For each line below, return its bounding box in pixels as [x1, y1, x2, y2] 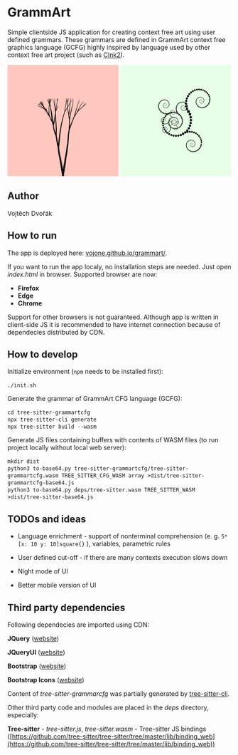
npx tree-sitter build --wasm [7, 423, 97, 431]
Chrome [17, 298, 43, 307]
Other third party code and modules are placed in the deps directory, [7, 703, 209, 712]
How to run [7, 229, 58, 242]
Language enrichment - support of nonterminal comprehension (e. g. [17, 532, 220, 541]
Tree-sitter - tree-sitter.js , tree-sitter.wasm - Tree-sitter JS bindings [7, 724, 207, 733]
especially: [7, 711, 39, 719]
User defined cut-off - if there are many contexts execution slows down [17, 553, 228, 562]
